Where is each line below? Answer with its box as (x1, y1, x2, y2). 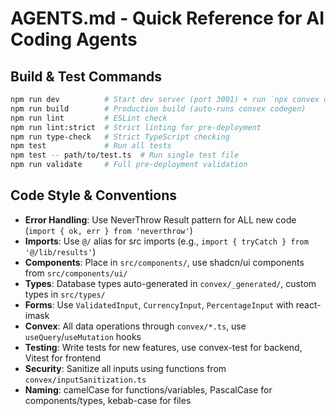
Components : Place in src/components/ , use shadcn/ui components (24, 256, 305, 268)
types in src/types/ (24, 288, 106, 300)
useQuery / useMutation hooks (24, 330, 142, 342)
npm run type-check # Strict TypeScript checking (10, 132, 230, 142)
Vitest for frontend (24, 352, 102, 364)
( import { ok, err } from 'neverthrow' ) (24, 224, 193, 236)
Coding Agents (10, 28, 138, 51)
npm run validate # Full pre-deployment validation (10, 160, 248, 170)
